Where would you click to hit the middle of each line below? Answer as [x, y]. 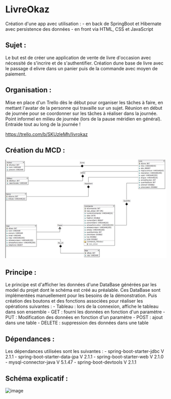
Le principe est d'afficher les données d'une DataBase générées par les [81, 285]
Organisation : [28, 90]
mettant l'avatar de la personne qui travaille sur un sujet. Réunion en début [84, 108]
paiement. [16, 74]
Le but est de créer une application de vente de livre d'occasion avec [78, 57]
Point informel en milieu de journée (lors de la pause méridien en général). [83, 118]
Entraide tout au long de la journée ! [43, 124]
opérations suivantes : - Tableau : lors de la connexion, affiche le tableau [82, 307]
